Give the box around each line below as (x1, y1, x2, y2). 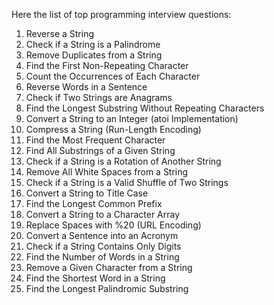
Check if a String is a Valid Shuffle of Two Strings (25, 177, 229, 188)
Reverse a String (25, 28, 95, 39)
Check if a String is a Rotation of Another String (25, 155, 222, 167)
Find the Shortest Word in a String (25, 272, 166, 284)
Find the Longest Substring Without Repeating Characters (25, 102, 265, 114)
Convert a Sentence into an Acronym (25, 230, 179, 241)
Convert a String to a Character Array (25, 209, 181, 220)
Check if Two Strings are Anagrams (25, 92, 173, 103)
